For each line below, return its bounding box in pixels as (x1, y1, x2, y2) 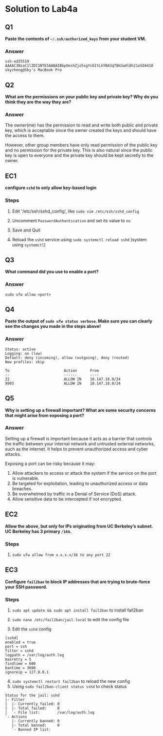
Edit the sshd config (12, 626, 52, 632)
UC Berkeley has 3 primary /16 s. (5, 528, 72, 534)
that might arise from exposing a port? (5, 412, 84, 418)
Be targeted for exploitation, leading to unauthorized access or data (12, 480, 148, 486)
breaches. (12, 485, 33, 491)
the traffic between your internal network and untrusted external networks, (5, 441, 155, 446)
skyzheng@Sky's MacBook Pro (5, 67, 62, 73)
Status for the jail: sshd (5, 693, 60, 698)
